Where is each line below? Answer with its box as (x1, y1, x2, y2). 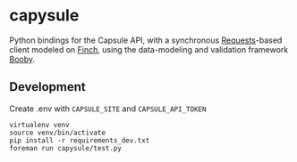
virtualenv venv (9, 120, 70, 129)
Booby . (9, 53, 36, 64)
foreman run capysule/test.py (9, 143, 123, 152)
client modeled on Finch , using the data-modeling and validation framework (9, 44, 289, 54)
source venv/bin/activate (9, 128, 106, 137)
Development (9, 79, 87, 94)
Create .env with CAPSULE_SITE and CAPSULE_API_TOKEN (9, 103, 207, 114)
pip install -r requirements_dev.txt (9, 135, 150, 145)
